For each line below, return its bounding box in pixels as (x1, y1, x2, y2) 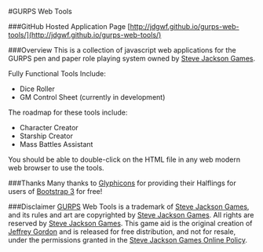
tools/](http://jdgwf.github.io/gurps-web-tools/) (8, 31, 162, 39)
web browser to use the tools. (8, 163, 104, 172)
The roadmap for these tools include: (8, 108, 128, 117)
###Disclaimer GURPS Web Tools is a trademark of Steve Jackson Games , (8, 202, 250, 211)
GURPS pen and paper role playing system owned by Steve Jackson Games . (8, 54, 256, 63)
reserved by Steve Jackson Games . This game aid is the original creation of (8, 219, 253, 228)
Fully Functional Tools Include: (8, 69, 106, 78)
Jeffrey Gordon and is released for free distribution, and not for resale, (8, 227, 236, 236)
